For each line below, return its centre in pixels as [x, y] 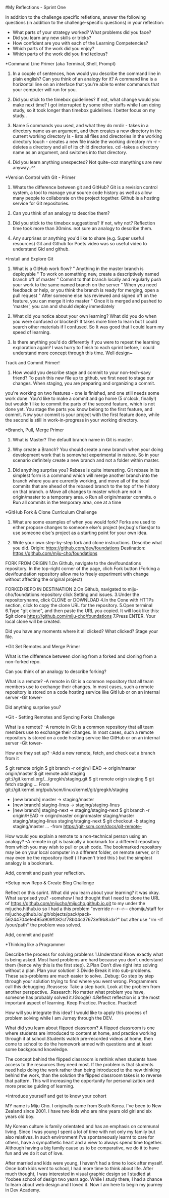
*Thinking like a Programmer [35, 944]
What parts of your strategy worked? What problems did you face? [82, 32]
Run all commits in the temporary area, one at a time [67, 502]
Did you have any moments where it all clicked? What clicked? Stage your [82, 631]
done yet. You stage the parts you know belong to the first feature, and [79, 409]
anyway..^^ [24, 167]
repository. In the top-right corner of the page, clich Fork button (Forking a [82, 569]
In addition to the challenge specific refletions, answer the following [76, 17]
